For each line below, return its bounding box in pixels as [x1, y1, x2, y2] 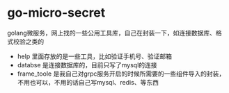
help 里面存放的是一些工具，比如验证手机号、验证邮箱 [17, 52, 173, 60]
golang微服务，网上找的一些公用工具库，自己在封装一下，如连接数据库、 [7, 28, 216, 37]
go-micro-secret [7, 5, 106, 21]
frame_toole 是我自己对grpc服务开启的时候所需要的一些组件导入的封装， [17, 69, 226, 78]
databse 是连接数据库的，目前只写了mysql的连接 [17, 60, 158, 69]
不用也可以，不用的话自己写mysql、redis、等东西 [17, 78, 159, 86]
